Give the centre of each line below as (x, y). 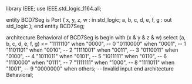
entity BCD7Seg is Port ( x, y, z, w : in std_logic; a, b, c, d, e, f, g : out (89, 20)
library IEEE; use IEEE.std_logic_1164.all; (54, 9)
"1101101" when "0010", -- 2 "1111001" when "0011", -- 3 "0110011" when (92, 50)
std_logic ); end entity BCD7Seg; (46, 26)
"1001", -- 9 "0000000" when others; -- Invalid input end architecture (90, 69)
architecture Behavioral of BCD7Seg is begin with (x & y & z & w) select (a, (96, 37)
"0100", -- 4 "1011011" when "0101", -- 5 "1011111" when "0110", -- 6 (87, 56)
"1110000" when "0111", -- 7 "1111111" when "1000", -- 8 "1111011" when (90, 62)
